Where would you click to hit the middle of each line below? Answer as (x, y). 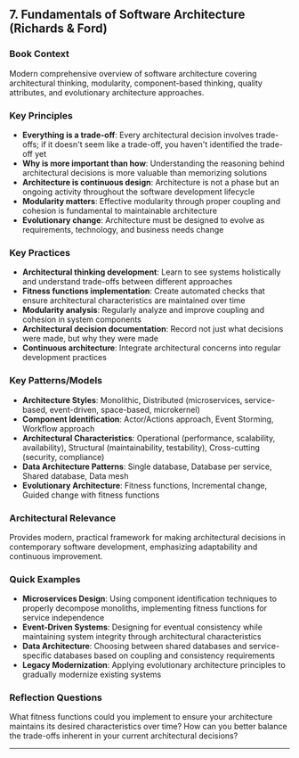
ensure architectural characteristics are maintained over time (133, 301)
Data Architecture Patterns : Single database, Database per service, (147, 466)
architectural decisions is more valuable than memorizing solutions (145, 172)
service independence (63, 618)
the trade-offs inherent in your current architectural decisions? (124, 736)
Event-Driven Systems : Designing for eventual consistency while (142, 627)
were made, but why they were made (90, 339)
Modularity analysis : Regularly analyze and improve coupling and (143, 310)
